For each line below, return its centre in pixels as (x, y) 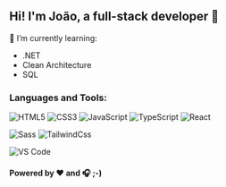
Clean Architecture (57, 64)
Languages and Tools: (58, 98)
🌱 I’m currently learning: (54, 38)
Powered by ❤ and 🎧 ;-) (56, 173)
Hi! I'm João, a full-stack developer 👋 (114, 17)
